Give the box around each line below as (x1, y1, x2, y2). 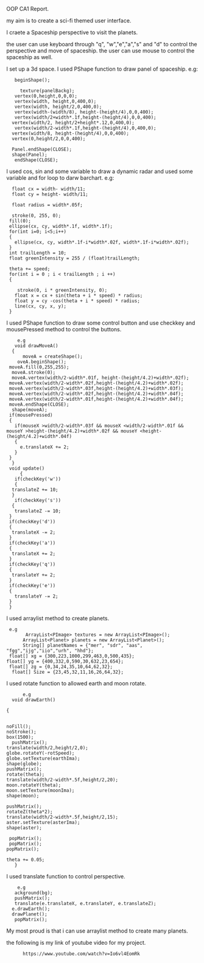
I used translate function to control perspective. (6, 873, 126, 880)
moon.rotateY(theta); (6, 782, 62, 788)
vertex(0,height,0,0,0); (14, 93, 78, 99)
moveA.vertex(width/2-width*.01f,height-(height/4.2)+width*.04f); (9, 396, 184, 402)
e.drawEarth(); (12, 906, 51, 912)
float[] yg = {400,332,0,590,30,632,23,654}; (6, 658, 124, 665)
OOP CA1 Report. (6, 5, 49, 12)
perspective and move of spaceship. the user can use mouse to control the (6, 47, 195, 54)
